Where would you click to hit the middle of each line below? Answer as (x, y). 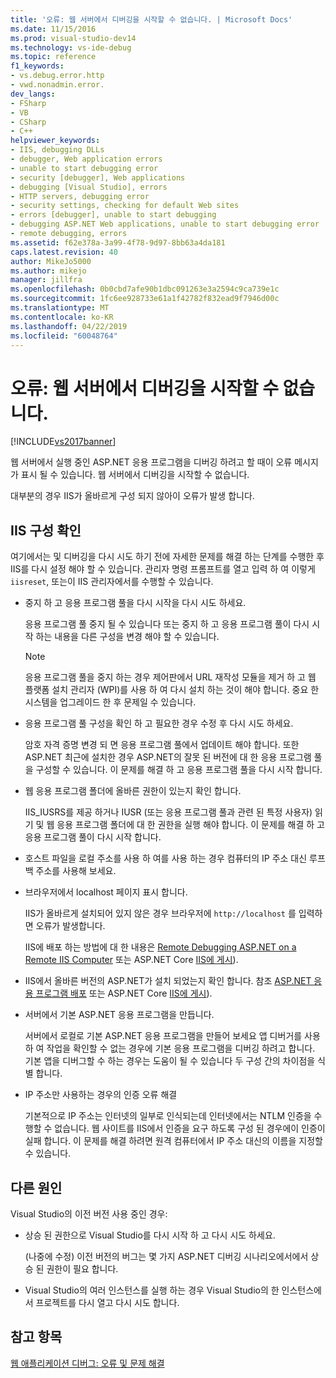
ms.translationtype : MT (60, 308)
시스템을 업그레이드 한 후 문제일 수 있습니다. (110, 702)
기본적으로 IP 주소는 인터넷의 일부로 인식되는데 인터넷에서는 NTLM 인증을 (168, 1116)
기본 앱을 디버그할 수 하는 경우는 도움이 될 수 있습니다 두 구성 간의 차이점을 (170, 1061)
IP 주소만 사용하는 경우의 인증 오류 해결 (101, 1095)
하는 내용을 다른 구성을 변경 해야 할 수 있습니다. (127, 637)
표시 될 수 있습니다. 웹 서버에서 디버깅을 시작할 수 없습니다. (135, 475)
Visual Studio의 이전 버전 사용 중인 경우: (89, 1213)
